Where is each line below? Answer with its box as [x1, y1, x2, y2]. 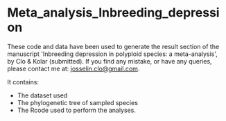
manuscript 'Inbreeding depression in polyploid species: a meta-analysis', [7, 50, 218, 58]
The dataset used [17, 91, 68, 100]
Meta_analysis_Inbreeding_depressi [7, 5, 220, 21]
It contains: [7, 77, 40, 86]
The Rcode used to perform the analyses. [17, 106, 137, 114]
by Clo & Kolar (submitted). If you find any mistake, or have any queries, [7, 57, 213, 65]
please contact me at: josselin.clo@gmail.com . [7, 64, 140, 73]
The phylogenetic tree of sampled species [17, 98, 139, 106]
